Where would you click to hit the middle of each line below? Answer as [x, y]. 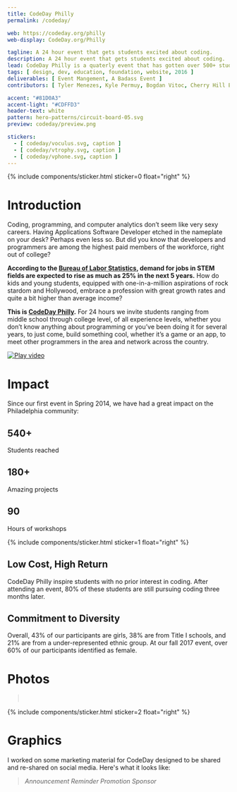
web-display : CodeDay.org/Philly [56, 39]
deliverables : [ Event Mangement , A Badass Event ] [85, 78]
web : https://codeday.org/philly [56, 33]
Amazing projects [33, 489]
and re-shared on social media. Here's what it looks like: [89, 768]
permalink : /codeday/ [39, 20]
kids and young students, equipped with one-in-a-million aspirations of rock [118, 284]
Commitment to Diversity [64, 618]
